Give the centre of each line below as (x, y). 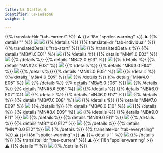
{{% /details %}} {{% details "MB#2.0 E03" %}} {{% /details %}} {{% (83, 60)
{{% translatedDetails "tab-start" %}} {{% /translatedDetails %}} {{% (77, 48)
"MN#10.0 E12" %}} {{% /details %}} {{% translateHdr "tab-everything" (80, 129)
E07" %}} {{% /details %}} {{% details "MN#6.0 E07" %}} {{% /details (81, 95)
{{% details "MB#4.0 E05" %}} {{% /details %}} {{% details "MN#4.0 (77, 77)
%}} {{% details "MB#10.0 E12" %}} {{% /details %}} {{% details (72, 124)
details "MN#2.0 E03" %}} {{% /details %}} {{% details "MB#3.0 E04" (78, 66)
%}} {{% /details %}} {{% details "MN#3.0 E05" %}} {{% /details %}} (80, 72)
